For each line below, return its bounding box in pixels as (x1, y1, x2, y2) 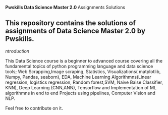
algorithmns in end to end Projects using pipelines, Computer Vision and (5, 90, 155, 96)
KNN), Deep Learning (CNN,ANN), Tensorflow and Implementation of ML (5, 84, 157, 90)
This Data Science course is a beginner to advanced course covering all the (5, 57, 163, 64)
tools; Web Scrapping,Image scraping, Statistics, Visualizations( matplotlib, (5, 68, 161, 75)
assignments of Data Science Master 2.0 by (5, 27, 145, 35)
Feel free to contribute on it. (5, 105, 63, 111)
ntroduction (5, 48, 29, 54)
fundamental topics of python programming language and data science (5, 63, 153, 69)
